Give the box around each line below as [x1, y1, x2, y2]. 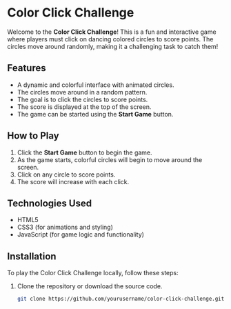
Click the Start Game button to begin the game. [17, 148, 153, 157]
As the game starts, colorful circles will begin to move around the [17, 155, 203, 163]
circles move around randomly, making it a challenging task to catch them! [7, 42, 219, 50]
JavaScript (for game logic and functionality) [17, 230, 145, 239]
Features [7, 62, 46, 74]
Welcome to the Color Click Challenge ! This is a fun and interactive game [7, 28, 217, 36]
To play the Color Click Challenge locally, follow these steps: [7, 269, 179, 277]
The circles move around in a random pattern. [17, 88, 148, 96]
